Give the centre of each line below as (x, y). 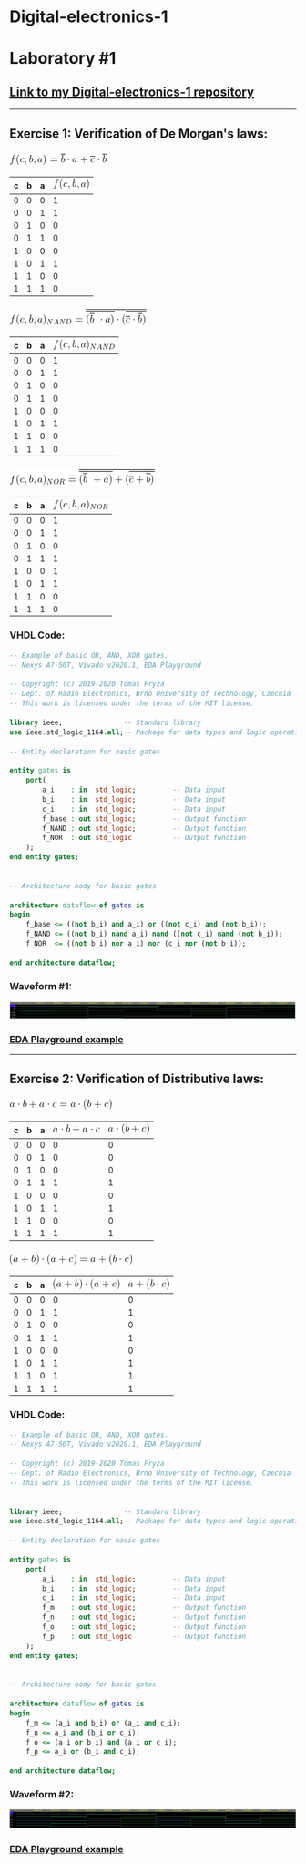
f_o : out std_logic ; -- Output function (144, 1627)
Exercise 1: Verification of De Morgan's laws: (139, 133)
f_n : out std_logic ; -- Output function (144, 1618)
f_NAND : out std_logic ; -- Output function (144, 828)
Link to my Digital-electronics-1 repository (132, 92)
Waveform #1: (41, 986)
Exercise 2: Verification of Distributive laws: (137, 1078)
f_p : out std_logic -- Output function (144, 1636)
